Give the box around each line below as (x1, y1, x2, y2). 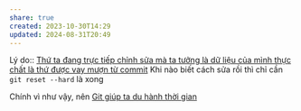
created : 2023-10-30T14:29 (9, 22, 111, 31)
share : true (9, 13, 54, 23)
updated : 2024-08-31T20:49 (9, 30, 111, 39)
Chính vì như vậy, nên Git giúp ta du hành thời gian (9, 91, 197, 102)
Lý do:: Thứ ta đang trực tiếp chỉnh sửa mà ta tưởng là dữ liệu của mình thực (9, 55, 292, 66)
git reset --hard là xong (9, 74, 104, 85)
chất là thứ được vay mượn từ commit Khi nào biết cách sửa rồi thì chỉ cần (9, 64, 283, 75)
